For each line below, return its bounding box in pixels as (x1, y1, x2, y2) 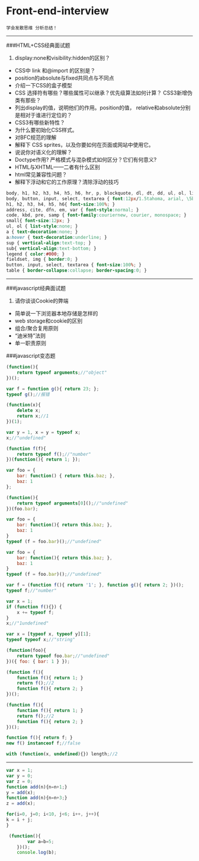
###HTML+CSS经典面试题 (6, 42, 70, 49)
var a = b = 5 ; (27, 838, 54, 844)
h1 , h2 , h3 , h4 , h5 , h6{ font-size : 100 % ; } (6, 201, 115, 207)
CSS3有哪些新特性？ (14, 119, 65, 126)
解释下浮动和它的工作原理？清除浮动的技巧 (14, 178, 119, 185)
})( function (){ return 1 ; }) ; (6, 456, 81, 463)
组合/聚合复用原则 (14, 325, 59, 332)
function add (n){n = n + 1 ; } (6, 784, 68, 790)
